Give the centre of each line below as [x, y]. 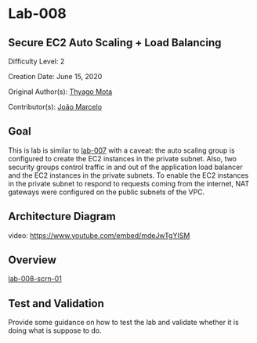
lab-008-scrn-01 [35, 279]
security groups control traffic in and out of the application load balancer [125, 167]
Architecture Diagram [62, 217]
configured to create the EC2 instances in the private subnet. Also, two [123, 158]
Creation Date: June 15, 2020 [55, 76]
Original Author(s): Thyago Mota [60, 92]
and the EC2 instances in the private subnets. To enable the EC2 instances [128, 175]
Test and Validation [56, 303]
